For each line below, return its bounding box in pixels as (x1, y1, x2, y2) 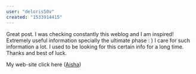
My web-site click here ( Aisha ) (6, 60, 82, 68)
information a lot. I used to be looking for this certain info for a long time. (6, 43, 184, 50)
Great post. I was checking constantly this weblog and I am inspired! (6, 30, 174, 37)
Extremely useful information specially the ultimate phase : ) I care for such (6, 37, 191, 44)
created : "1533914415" (6, 14, 63, 20)
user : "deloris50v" (6, 8, 55, 15)
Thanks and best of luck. (6, 49, 67, 56)
